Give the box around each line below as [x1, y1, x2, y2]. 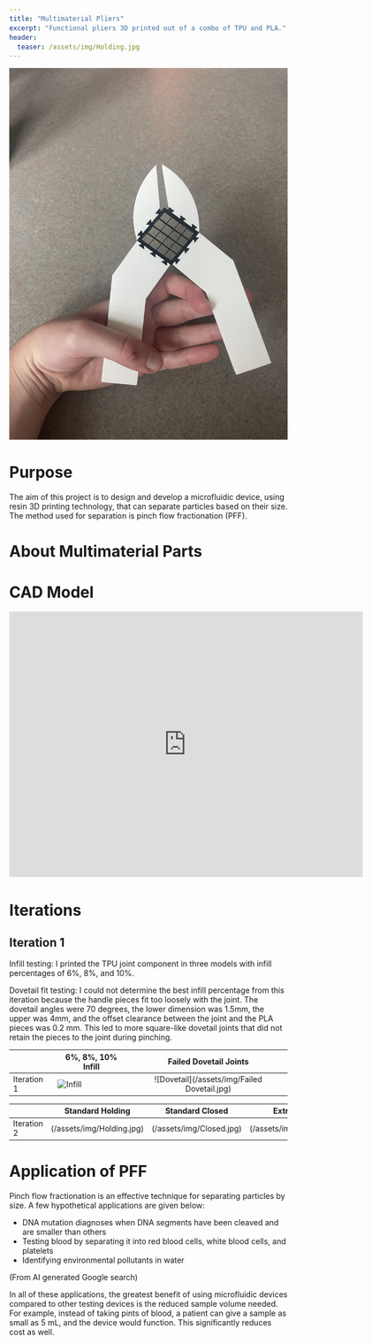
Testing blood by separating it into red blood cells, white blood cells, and [21, 1235, 286, 1247]
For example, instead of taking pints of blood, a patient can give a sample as [9, 1308, 287, 1318]
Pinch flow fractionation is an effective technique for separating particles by [9, 1190, 285, 1201]
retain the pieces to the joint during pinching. [9, 1032, 172, 1043]
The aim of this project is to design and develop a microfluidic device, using [9, 492, 285, 503]
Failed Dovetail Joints [167, 1056, 249, 1067]
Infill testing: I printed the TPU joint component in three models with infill [9, 958, 272, 969]
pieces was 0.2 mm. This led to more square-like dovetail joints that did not [9, 1023, 283, 1033]
